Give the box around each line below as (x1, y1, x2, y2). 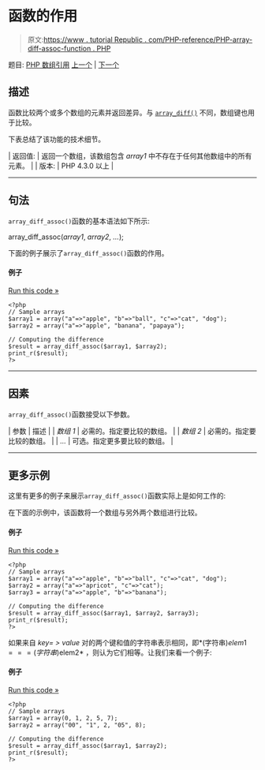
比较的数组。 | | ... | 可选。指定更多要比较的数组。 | (8, 435, 174, 446)
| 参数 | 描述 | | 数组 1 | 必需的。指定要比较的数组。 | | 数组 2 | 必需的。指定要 (8, 426, 256, 435)
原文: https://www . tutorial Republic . (27, 35, 147, 44)
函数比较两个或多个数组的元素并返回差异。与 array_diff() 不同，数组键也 (8, 107, 248, 117)
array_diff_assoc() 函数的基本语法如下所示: (8, 216, 150, 226)
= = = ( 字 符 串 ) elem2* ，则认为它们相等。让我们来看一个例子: (8, 648, 212, 657)
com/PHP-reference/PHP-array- (148, 35, 253, 44)
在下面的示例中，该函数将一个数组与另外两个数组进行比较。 (8, 508, 202, 518)
